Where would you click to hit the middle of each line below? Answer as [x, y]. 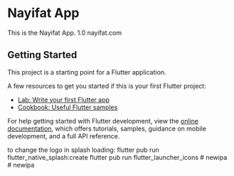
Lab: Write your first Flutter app [64, 99]
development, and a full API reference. [64, 136]
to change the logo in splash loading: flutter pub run [83, 150]
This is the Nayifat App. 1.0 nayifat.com [65, 33]
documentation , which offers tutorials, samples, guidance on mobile [107, 128]
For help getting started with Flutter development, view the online [103, 121]
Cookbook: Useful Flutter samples [68, 107]
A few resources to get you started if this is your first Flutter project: [107, 86]
